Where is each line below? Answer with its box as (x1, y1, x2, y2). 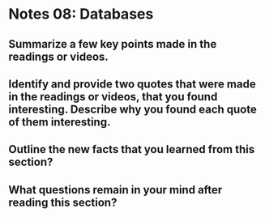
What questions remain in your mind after (8, 183, 223, 197)
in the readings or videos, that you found (8, 90, 218, 104)
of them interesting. (8, 115, 111, 129)
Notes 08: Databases (8, 5, 154, 23)
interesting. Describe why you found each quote (8, 102, 257, 116)
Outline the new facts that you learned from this (8, 143, 255, 156)
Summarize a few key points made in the (8, 37, 217, 51)
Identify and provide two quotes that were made (8, 77, 257, 91)
